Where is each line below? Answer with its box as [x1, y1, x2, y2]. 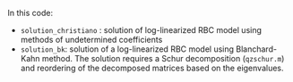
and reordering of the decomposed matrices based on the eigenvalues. [20, 62, 284, 73]
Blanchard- [235, 44, 278, 54]
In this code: [7, 8, 54, 18]
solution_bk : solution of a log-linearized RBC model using [20, 44, 234, 54]
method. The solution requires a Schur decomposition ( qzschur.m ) [41, 53, 285, 63]
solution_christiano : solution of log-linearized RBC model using [20, 25, 263, 35]
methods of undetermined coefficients [20, 35, 163, 45]
